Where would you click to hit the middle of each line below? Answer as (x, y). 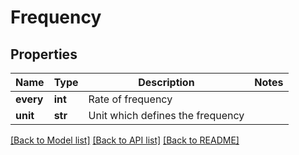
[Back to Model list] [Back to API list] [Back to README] (125, 140)
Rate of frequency (130, 99)
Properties (44, 54)
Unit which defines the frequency (166, 115)
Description (166, 82)
